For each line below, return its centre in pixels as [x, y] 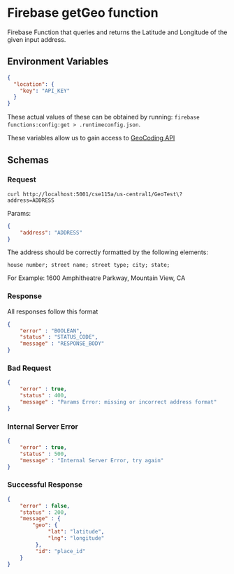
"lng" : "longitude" [76, 538]
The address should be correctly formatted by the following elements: [108, 252]
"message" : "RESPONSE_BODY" [62, 344]
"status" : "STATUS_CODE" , [59, 337]
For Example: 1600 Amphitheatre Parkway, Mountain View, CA [96, 278]
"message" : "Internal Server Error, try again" [92, 460]
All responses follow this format [53, 311]
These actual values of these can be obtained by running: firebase [104, 117]
